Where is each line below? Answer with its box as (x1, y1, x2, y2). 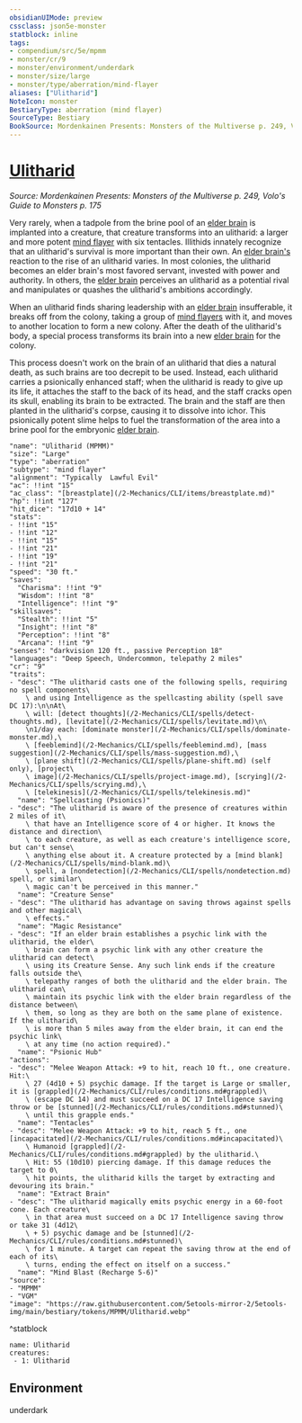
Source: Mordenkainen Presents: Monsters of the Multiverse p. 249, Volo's (9, 190, 286, 201)
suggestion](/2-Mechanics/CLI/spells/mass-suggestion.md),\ (9, 748, 240, 757)
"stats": (9, 512, 42, 522)
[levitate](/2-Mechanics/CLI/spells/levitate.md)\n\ (66, 717, 268, 726)
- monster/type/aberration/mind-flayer (9, 80, 159, 89)
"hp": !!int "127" (9, 497, 78, 506)
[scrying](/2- (234, 772, 288, 781)
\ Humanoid (25, 1141, 67, 1151)
